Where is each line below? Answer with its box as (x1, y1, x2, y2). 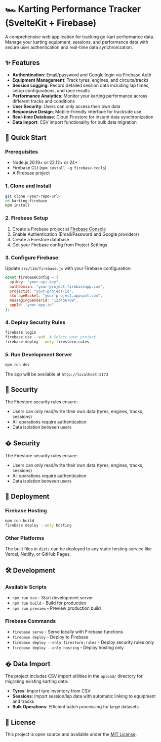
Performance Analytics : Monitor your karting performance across (12, 93, 148, 99)
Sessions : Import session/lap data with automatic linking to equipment (12, 693, 156, 699)
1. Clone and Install (5, 182, 51, 189)
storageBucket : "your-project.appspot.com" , (9, 293, 103, 298)
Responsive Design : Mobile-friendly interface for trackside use (12, 108, 142, 114)
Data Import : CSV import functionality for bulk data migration (12, 119, 137, 125)
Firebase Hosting (5, 507, 47, 514)
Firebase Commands (5, 618, 56, 625)
